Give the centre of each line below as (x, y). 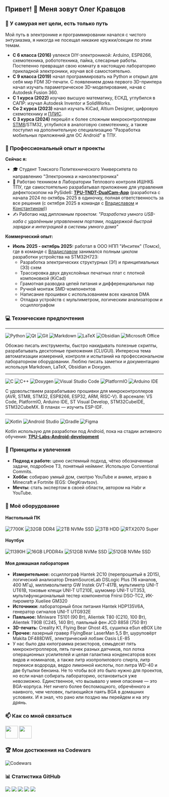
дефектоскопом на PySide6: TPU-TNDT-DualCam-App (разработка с (87, 192)
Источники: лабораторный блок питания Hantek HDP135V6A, (78, 606)
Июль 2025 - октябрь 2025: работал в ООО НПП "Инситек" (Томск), (87, 246)
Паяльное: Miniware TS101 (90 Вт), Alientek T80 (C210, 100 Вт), (79, 617)
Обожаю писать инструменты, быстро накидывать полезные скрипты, (81, 345)
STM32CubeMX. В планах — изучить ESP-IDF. (54, 407)
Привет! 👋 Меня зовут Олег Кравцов (65, 9)
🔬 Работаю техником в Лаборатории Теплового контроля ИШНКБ (83, 182)
